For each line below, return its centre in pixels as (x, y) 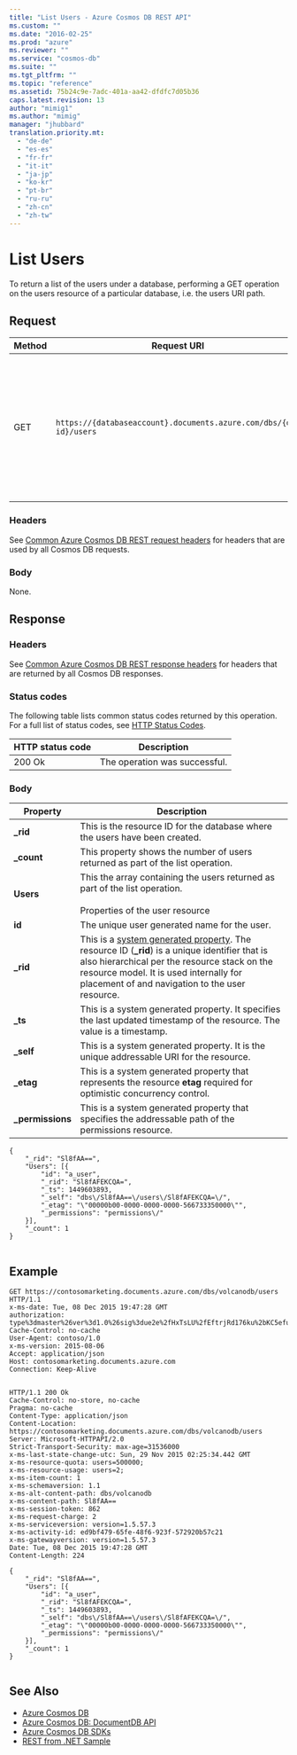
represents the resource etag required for (167, 1083)
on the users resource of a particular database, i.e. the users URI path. (137, 293)
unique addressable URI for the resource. (165, 1057)
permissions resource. (126, 1130)
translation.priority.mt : (57, 133)
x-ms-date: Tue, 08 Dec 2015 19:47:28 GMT (88, 1308)
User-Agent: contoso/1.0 (55, 1339)
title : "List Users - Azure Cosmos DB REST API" (100, 17)
